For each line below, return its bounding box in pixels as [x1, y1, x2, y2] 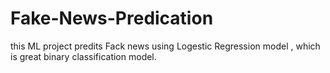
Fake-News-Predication [10, 7, 214, 30]
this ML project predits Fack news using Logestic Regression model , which [10, 40, 321, 52]
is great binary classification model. [10, 50, 157, 62]
